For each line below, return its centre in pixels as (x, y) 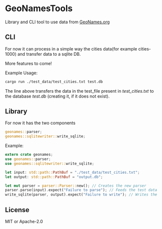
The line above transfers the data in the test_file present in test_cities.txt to (80, 91)
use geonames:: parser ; (28, 159)
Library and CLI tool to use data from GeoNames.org (57, 22)
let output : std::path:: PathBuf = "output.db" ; (54, 177)
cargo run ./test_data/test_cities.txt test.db (54, 82)
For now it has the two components (40, 123)
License (17, 210)
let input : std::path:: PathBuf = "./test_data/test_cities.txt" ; (72, 172)
